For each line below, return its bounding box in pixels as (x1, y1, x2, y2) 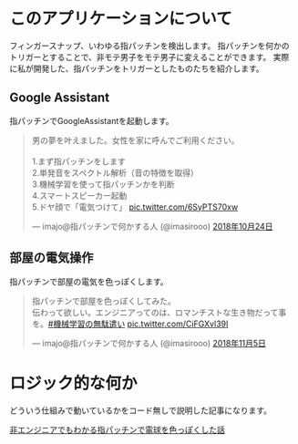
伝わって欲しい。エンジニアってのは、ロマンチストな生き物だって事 (31, 306, 287, 317)
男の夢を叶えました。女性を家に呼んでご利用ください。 (31, 134, 240, 146)
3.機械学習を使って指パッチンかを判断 (31, 179, 175, 190)
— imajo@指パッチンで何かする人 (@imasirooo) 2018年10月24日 (31, 221, 273, 232)
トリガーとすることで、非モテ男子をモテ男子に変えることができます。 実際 (9, 51, 290, 62)
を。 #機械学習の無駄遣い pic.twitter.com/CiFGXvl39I (31, 318, 229, 329)
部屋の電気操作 (9, 250, 94, 265)
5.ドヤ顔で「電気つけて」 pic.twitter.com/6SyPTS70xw (31, 201, 239, 212)
